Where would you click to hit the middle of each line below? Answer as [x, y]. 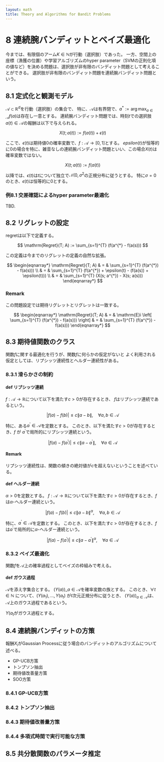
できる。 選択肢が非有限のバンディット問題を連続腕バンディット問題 [83, 73]
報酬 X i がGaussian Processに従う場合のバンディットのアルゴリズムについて [81, 644]
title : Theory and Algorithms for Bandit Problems [58, 14]
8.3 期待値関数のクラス [40, 342]
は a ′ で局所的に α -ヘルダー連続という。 [44, 529]
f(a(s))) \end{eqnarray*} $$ [83, 325]
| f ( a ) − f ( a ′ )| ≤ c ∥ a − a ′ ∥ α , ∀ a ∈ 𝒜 [83, 539]
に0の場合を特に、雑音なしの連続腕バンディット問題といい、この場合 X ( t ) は [81, 149]
